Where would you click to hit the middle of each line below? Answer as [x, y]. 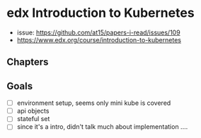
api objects [33, 111]
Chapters [28, 62]
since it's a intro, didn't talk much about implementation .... [102, 127]
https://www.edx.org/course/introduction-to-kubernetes [99, 39]
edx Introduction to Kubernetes [101, 13]
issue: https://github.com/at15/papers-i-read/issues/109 [99, 32]
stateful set [33, 119]
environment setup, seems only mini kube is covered [94, 103]
